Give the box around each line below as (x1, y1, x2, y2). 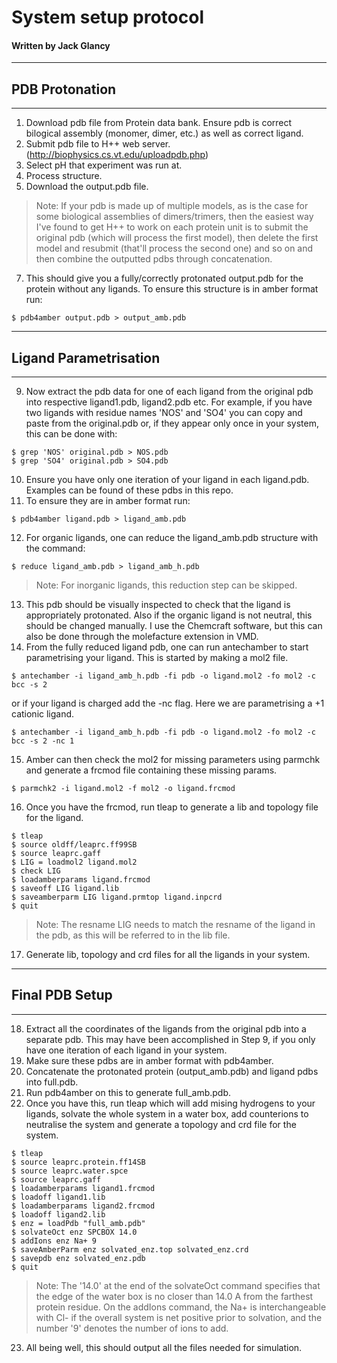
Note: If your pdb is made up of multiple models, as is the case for (35, 200, 309, 212)
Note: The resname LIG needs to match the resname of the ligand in (35, 919, 316, 931)
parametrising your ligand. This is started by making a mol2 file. (25, 652, 289, 664)
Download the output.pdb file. (25, 181, 149, 193)
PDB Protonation (11, 81, 117, 98)
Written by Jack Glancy (11, 39, 111, 51)
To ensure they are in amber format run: (25, 495, 191, 507)
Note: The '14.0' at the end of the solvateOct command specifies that (35, 1279, 321, 1291)
